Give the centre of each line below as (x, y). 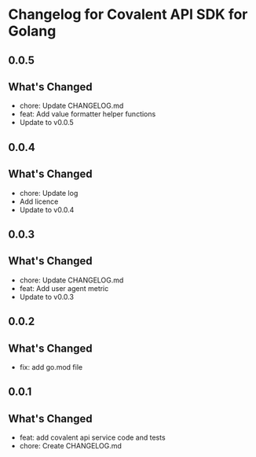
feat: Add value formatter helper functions (88, 114)
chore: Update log (49, 193)
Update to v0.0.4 (47, 209)
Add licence (39, 201)
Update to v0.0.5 (47, 123)
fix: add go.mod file (51, 367)
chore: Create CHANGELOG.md (70, 446)
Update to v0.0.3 (47, 297)
